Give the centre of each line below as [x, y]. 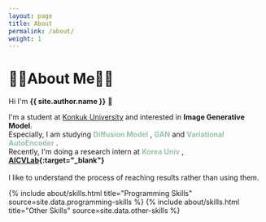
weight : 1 [25, 39]
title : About [31, 24]
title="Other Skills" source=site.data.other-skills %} [94, 211]
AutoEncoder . [33, 143]
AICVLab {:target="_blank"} [57, 160]
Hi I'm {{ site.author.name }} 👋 [61, 102]
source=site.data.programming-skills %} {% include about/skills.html [124, 202]
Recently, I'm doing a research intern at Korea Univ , [96, 152]
